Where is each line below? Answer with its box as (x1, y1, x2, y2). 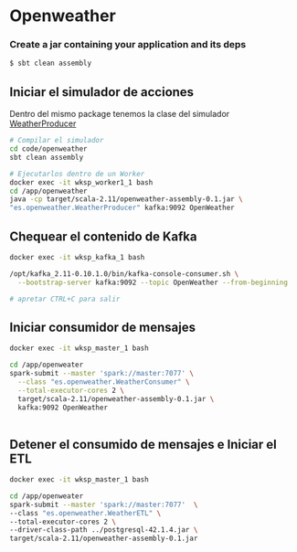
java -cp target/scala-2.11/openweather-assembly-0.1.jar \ (9, 195, 244, 204)
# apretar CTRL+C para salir (9, 294, 121, 303)
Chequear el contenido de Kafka (9, 228, 197, 244)
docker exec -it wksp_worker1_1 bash (9, 177, 154, 187)
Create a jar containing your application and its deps (9, 38, 247, 51)
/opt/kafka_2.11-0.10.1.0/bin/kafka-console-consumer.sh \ (9, 269, 239, 279)
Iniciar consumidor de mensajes (9, 319, 196, 334)
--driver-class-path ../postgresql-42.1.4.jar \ (9, 525, 198, 535)
